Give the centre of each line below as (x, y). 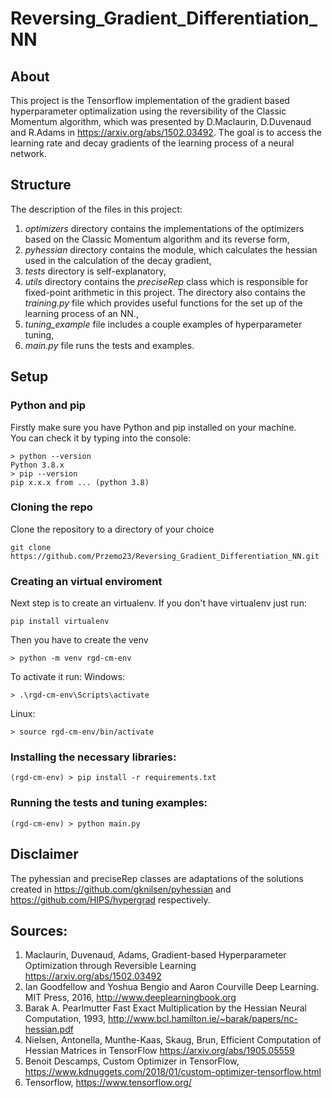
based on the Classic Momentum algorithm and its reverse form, (157, 239)
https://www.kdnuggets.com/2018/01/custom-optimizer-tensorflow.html (173, 1072)
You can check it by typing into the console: (101, 438)
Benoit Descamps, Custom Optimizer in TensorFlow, (132, 1061)
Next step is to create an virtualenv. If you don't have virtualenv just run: (158, 603)
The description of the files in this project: (96, 209)
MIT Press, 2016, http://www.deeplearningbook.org (130, 998)
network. (29, 153)
